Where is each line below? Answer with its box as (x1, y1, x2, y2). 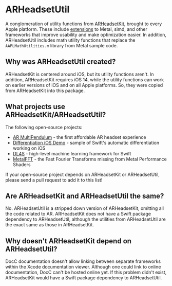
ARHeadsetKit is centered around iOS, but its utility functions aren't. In (5, 71, 154, 77)
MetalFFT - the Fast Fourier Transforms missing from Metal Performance (12, 156, 167, 162)
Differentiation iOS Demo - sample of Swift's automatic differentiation (12, 139, 160, 146)
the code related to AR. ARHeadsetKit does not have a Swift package (5, 211, 151, 217)
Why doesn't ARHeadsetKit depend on (5, 237, 132, 245)
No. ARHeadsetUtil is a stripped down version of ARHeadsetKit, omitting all (5, 205, 164, 211)
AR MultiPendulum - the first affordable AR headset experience (12, 134, 146, 140)
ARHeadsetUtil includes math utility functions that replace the (5, 37, 136, 43)
